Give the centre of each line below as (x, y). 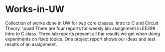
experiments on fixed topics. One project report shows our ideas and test (80, 39)
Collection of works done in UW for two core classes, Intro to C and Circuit (82, 23)
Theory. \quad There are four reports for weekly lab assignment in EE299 (80, 28)
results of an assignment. (31, 44)
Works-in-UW (35, 9)
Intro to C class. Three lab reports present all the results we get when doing (83, 33)
